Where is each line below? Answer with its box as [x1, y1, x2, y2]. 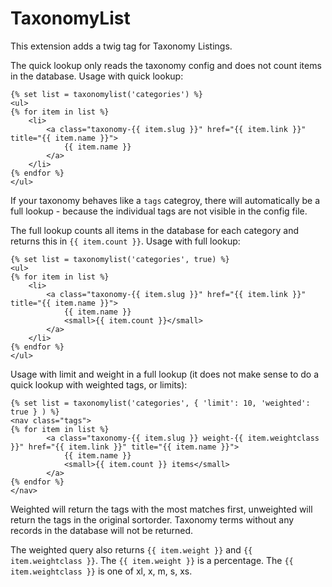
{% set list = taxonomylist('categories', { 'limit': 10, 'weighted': [10, 398, 311, 408]
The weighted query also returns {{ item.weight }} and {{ [10, 543, 253, 556]
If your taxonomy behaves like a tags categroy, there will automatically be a [10, 194, 321, 206]
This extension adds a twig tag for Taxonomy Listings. [10, 40, 233, 52]
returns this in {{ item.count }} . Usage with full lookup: [10, 235, 241, 247]
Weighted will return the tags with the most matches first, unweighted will [10, 503, 313, 515]
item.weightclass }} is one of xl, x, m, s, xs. [10, 565, 193, 577]
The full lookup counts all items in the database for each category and [10, 224, 300, 236]
